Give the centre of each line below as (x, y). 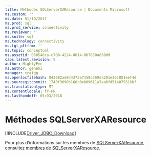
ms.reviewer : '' (22, 32)
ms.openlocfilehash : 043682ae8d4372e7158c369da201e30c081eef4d (71, 77)
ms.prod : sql (18, 23)
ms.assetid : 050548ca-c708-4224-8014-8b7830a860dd (58, 55)
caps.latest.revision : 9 (30, 59)
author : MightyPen (24, 64)
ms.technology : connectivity (35, 41)
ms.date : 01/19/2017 (26, 19)
